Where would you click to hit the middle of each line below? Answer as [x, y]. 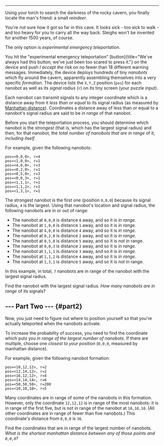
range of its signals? [25, 291]
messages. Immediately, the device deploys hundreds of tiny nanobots [76, 72]
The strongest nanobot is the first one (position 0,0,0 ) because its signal [78, 200]
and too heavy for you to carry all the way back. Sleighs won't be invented [80, 33]
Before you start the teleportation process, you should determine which [77, 123]
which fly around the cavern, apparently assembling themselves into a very [81, 77]
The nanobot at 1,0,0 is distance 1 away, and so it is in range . [74, 225]
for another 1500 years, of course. [40, 38]
